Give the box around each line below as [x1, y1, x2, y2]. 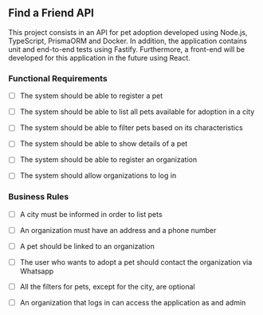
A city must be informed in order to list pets [19, 209, 163, 219]
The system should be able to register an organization [19, 155, 198, 164]
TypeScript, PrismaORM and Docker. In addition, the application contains [8, 36, 247, 45]
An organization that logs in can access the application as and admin [19, 298, 246, 308]
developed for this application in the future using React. [8, 53, 190, 62]
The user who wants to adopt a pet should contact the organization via [19, 257, 253, 266]
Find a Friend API [8, 6, 94, 20]
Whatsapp [19, 266, 54, 276]
